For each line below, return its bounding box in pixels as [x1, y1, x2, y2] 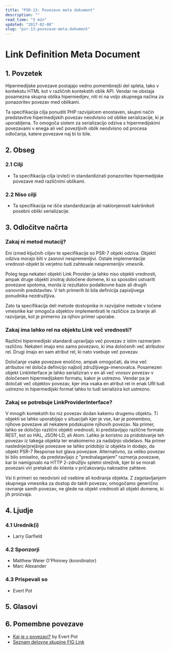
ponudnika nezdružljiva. [5, 292, 56, 299]
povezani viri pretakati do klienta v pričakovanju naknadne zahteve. [5, 465, 147, 471]
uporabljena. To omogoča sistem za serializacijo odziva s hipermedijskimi [5, 120, 160, 126]
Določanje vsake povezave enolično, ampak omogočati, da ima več [5, 359, 147, 365]
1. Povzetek [5, 69, 42, 77]
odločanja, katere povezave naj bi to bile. [5, 131, 92, 137]
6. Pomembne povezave [5, 620, 83, 628]
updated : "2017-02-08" [5, 22, 54, 27]
